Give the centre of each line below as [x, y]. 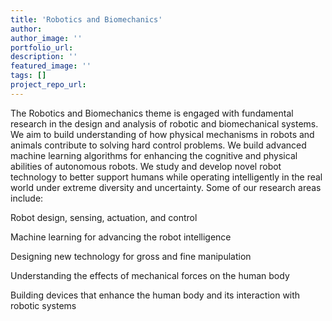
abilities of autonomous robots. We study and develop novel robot [146, 166]
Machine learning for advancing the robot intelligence [121, 237]
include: [27, 198]
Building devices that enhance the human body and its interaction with [155, 295]
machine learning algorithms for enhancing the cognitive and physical [154, 155]
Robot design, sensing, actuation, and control [104, 217]
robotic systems [43, 305]
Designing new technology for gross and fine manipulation [131, 256]
